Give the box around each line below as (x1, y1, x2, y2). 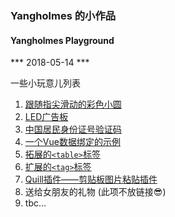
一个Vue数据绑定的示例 (24, 136, 121, 148)
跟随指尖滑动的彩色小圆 (24, 98, 122, 111)
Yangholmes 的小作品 (10, 8, 117, 22)
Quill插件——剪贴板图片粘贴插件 (24, 173, 158, 186)
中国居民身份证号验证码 (24, 123, 122, 136)
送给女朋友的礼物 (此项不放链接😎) (24, 186, 167, 198)
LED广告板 (24, 111, 69, 123)
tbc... (24, 197, 47, 209)
